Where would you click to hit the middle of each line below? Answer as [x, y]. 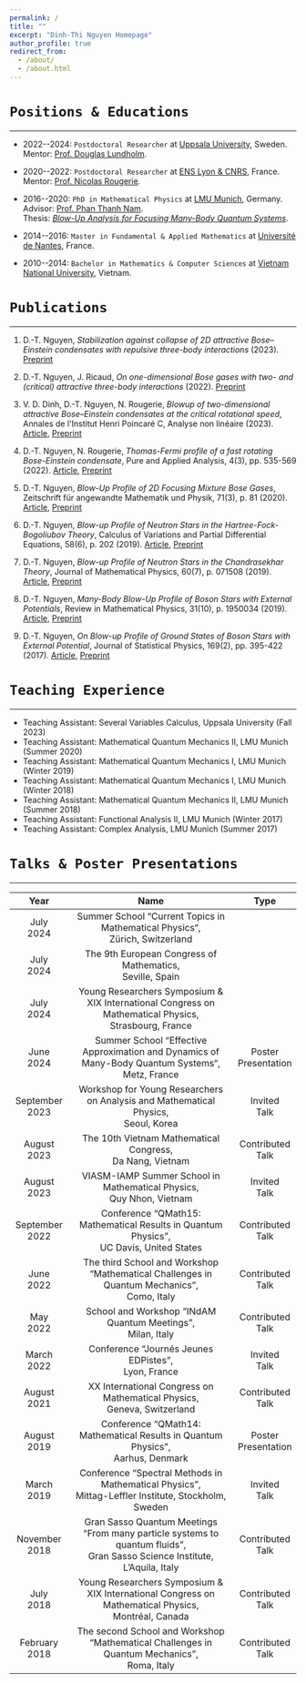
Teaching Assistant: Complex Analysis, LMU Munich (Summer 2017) [150, 829]
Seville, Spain [151, 976]
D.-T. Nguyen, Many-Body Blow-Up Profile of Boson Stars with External [157, 598]
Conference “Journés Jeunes [151, 1349]
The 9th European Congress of [151, 954]
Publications [58, 308]
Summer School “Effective [151, 1040]
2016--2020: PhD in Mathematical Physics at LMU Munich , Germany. [153, 199]
